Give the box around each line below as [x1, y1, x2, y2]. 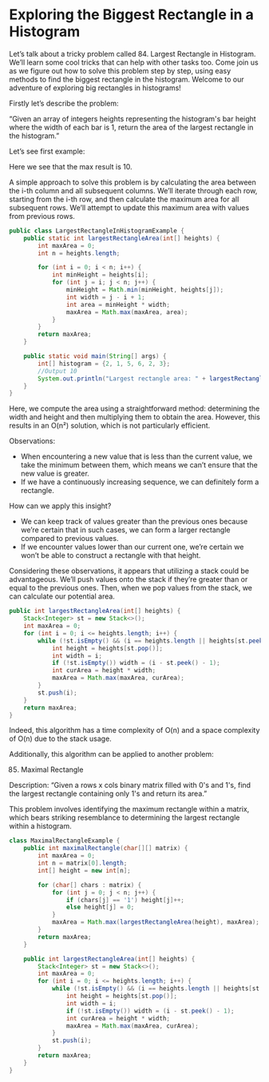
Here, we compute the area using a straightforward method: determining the [9, 404, 260, 413]
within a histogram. [9, 821, 73, 831]
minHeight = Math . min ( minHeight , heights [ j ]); [65, 286, 224, 294]
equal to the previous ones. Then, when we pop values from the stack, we [9, 583, 252, 593]
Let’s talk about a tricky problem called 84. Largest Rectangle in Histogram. [9, 49, 256, 58]
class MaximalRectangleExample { [9, 837, 121, 845]
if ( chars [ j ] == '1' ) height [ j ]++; [65, 896, 184, 904]
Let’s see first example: [9, 146, 85, 156]
